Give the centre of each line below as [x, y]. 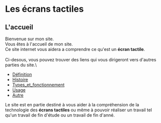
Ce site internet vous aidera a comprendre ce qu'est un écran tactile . [75, 49]
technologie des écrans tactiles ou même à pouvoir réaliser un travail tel [79, 110]
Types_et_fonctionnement [38, 85]
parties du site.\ [21, 65]
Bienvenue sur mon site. [29, 39]
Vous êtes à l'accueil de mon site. [39, 44]
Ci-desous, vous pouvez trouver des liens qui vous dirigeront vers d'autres [81, 60]
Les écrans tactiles [44, 9]
